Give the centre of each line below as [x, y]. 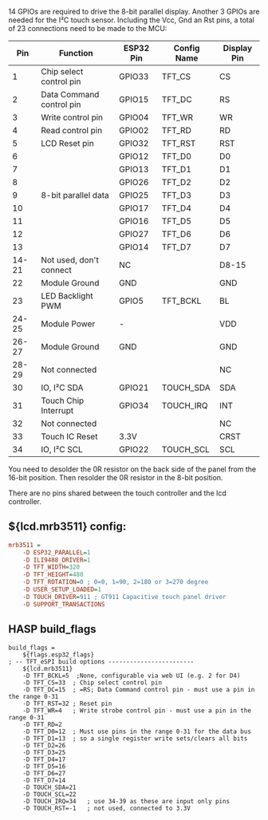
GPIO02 [134, 130]
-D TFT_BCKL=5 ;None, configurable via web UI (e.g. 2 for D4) [132, 676]
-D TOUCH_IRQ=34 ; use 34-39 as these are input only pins [126, 801]
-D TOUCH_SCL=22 [50, 794]
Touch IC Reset [69, 436]
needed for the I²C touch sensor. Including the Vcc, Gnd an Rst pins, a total [132, 20]
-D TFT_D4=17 [44, 759]
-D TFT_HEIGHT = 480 [53, 575]
